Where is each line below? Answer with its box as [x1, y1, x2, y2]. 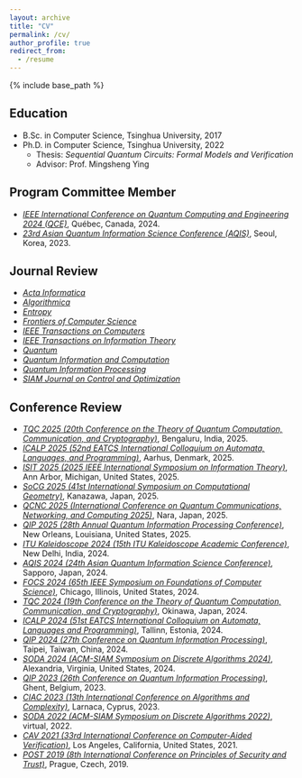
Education [9, 105, 69, 122]
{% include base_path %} [9, 80, 105, 90]
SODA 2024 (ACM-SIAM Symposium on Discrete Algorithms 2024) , [22, 654, 273, 664]
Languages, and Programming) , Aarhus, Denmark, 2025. [22, 453, 234, 463]
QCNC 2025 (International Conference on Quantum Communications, [22, 500, 282, 511]
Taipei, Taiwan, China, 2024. [22, 644, 129, 654]
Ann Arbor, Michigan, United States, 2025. [22, 471, 180, 482]
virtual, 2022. [22, 720, 73, 731]
